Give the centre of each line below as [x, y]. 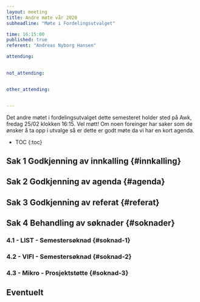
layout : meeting [27, 12]
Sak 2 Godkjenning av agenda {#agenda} [86, 182]
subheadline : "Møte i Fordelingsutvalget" [61, 23]
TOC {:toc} [29, 142]
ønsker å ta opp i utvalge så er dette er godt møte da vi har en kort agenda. [100, 130]
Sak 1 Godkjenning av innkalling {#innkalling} [94, 161]
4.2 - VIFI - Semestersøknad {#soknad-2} [69, 256]
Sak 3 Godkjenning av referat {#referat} [83, 202]
